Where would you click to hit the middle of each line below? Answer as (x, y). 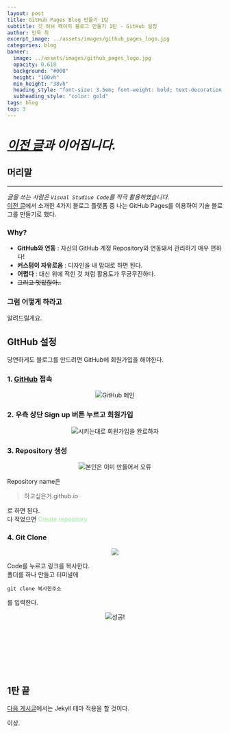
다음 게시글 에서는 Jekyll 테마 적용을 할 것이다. (68, 708)
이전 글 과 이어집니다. (62, 145)
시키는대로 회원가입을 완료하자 (118, 431)
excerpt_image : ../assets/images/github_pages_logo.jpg (88, 39)
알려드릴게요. (25, 318)
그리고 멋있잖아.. (39, 283)
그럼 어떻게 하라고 (35, 301)
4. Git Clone (27, 537)
